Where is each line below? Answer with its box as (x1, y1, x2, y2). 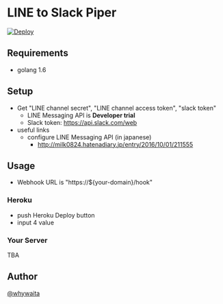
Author (7, 271, 38, 283)
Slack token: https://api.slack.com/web (27, 118, 137, 126)
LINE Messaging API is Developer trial (27, 111, 135, 119)
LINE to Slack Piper (7, 5, 117, 21)
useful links (16, 126, 50, 134)
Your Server (7, 235, 48, 245)
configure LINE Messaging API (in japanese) (27, 132, 152, 141)
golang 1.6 (16, 65, 47, 73)
